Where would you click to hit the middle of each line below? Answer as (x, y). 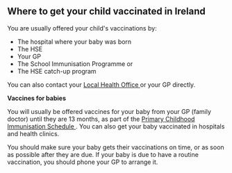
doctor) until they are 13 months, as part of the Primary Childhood (101, 119)
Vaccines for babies (36, 98)
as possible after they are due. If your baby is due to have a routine (103, 154)
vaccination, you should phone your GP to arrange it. (83, 162)
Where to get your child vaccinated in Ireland (107, 11)
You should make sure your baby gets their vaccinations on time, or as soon (116, 147)
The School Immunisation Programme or (75, 64)
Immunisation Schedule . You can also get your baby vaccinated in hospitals (116, 126)
